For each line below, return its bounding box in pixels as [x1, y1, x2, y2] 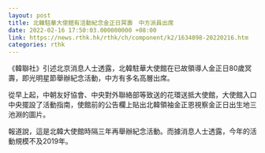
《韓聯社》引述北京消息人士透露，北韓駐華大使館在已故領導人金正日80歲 [8, 64, 245, 73]
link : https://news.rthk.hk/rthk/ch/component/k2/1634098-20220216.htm [8, 33, 248, 42]
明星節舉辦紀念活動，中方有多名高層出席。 [35, 73, 174, 83]
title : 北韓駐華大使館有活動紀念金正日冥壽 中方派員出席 [8, 19, 174, 27]
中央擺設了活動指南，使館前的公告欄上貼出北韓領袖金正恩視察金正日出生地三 [8, 100, 257, 110]
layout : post [8, 11, 51, 20]
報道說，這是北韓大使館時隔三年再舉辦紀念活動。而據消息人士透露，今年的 [8, 127, 250, 136]
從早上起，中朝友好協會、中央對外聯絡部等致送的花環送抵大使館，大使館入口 [8, 90, 257, 99]
